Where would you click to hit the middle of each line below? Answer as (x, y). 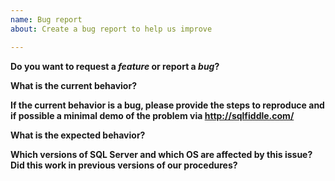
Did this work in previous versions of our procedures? (124, 165)
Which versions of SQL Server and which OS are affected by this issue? (161, 154)
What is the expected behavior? (78, 135)
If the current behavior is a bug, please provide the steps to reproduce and (167, 105)
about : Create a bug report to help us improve (111, 29)
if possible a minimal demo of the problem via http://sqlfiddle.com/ (152, 115)
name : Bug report (46, 19)
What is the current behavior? (73, 85)
